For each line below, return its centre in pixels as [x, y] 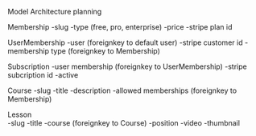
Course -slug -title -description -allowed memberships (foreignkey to [122, 90]
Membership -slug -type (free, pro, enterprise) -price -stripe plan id [120, 27]
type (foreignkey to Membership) [105, 51]
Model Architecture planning [55, 12]
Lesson [20, 114]
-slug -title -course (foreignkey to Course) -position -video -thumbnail [124, 123]
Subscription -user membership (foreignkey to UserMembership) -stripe [127, 66]
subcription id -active [43, 75]
